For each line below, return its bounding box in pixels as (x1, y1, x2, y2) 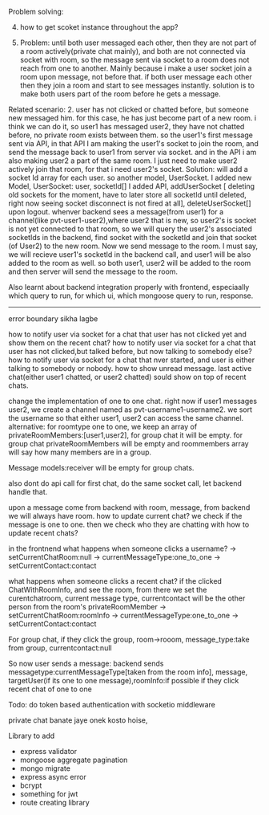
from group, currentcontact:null (8, 643, 112, 653)
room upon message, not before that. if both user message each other (19, 72, 252, 81)
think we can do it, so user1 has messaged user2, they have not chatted (8, 122, 245, 131)
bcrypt (19, 780, 42, 790)
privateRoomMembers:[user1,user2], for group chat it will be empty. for (8, 430, 243, 440)
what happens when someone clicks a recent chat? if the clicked (8, 577, 223, 585)
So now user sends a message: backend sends (8, 658, 164, 668)
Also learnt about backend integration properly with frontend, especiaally (8, 283, 250, 291)
